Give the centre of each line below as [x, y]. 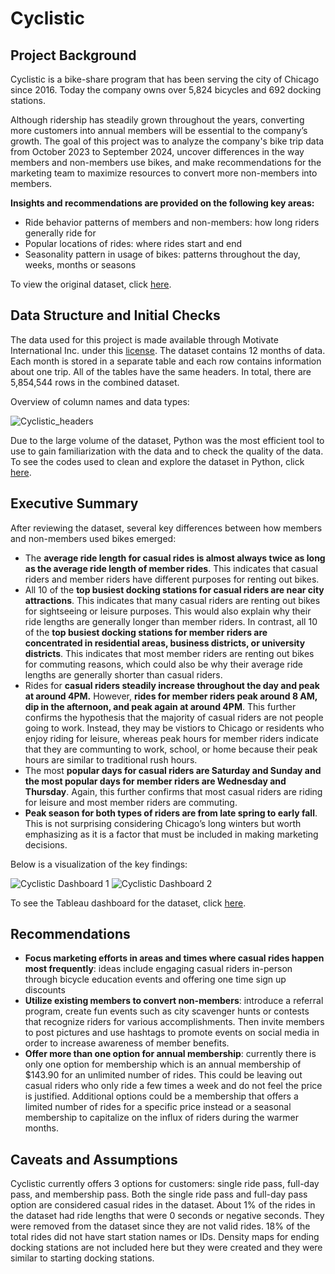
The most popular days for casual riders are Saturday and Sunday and [173, 770]
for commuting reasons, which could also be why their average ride [164, 664]
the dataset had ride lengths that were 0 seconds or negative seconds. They [167, 1216]
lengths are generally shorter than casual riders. [123, 674]
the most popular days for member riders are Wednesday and [155, 781]
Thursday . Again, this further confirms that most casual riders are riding [173, 791]
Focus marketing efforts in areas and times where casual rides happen [174, 958]
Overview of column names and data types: [100, 401]
